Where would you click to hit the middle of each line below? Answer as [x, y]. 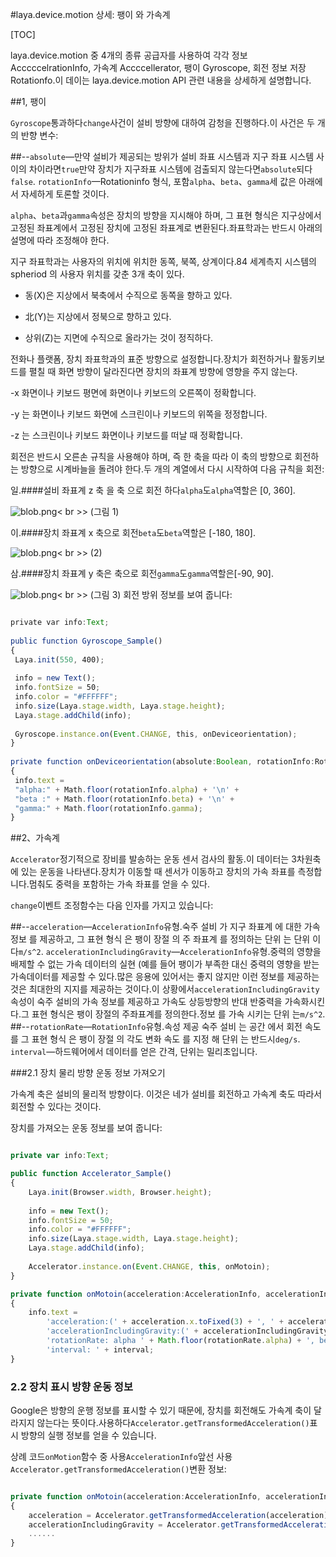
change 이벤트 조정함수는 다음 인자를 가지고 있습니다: [112, 905]
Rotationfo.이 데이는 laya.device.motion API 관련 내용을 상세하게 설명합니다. [161, 80]
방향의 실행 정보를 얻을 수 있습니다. [88, 1435]
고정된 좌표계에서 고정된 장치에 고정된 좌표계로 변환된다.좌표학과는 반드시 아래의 [166, 227]
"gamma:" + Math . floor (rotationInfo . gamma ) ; [108, 808]
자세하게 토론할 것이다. [65, 194]
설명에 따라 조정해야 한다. [60, 240]
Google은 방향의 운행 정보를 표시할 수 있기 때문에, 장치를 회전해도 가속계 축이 [161, 1410]
